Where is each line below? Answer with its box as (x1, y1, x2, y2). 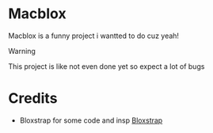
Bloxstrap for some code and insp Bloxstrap (19, 116, 163, 125)
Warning (8, 46, 36, 55)
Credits (8, 89, 58, 108)
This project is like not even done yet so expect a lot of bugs (8, 61, 205, 71)
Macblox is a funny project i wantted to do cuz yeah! (8, 31, 180, 40)
